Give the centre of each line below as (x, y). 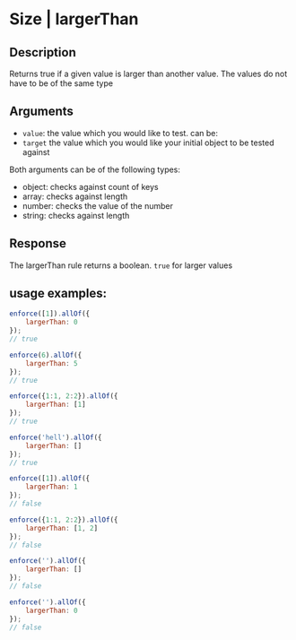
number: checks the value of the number (97, 205)
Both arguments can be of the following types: (95, 169)
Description (43, 52)
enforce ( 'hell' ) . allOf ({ (56, 437)
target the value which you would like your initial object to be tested (148, 143)
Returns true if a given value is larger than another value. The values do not (148, 74)
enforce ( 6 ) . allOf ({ (46, 355)
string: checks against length (76, 215)
